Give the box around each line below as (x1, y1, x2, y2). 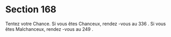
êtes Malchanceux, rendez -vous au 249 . (5, 26, 94, 32)
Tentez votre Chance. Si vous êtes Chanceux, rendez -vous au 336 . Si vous (5, 21, 166, 27)
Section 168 (5, 4, 57, 15)
